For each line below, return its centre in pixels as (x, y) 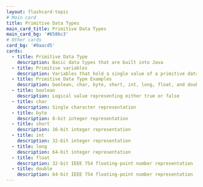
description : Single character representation (77, 107)
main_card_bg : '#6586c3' (37, 34)
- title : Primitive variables (50, 68)
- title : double (32, 169)
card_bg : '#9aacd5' (31, 46)
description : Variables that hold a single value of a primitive (101, 74)
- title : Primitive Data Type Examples (62, 79)
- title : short (31, 124)
